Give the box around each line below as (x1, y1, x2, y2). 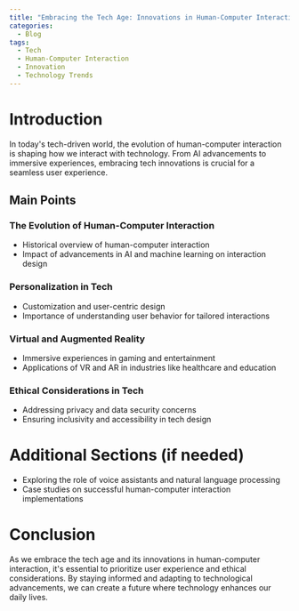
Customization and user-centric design (21, 301, 166, 311)
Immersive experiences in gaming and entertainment (21, 352, 216, 363)
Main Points (9, 193, 77, 208)
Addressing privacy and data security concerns (21, 405, 198, 415)
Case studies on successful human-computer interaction (21, 484, 231, 494)
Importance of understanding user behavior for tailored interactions (21, 310, 270, 321)
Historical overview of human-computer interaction (21, 239, 211, 250)
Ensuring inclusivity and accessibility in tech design (21, 414, 212, 425)
